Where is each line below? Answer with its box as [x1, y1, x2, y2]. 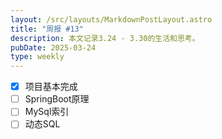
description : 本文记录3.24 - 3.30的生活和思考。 [10, 33, 200, 43]
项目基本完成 [24, 81, 78, 93]
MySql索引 [24, 106, 70, 118]
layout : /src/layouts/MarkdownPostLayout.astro [10, 14, 213, 25]
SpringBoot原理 [24, 93, 90, 105]
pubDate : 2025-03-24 [10, 42, 97, 53]
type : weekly [10, 52, 65, 62]
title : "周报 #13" [10, 24, 84, 34]
